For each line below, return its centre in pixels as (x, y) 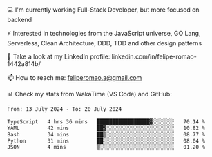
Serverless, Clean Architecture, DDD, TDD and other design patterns (105, 43)
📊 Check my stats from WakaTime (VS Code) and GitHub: (90, 94)
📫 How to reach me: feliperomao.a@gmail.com (75, 77)
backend (20, 20)
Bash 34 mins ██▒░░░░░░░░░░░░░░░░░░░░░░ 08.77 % (106, 134)
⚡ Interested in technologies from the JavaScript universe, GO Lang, (104, 33)
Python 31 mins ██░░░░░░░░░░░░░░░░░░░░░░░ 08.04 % (106, 141)
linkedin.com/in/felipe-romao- (154, 56)
